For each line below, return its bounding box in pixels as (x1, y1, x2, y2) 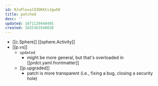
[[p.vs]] (12, 44, 28, 50)
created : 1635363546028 (5, 26, 54, 30)
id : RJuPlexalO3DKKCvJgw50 (5, 7, 61, 12)
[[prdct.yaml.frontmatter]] (27, 60, 80, 66)
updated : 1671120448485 (5, 21, 54, 26)
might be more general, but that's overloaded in (27, 55, 124, 60)
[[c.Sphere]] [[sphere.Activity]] (12, 39, 75, 45)
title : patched (5, 12, 36, 17)
